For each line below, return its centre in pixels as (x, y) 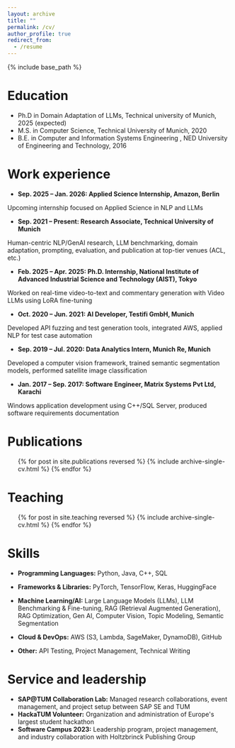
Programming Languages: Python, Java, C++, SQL (92, 573)
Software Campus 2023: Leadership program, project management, (117, 729)
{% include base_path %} (45, 67)
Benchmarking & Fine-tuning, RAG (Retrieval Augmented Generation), (119, 608)
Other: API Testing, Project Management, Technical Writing (104, 651)
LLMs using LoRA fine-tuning (50, 300)
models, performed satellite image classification (77, 370)
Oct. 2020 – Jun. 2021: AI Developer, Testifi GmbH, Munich (106, 314)
